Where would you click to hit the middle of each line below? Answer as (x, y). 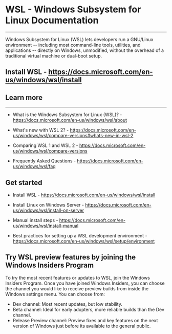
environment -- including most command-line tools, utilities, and (73, 45)
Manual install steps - (35, 220)
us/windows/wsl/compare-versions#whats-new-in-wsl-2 (73, 136)
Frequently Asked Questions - (44, 161)
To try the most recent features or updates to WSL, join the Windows (78, 277)
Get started (24, 183)
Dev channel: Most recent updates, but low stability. (68, 304)
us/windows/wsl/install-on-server (48, 210)
